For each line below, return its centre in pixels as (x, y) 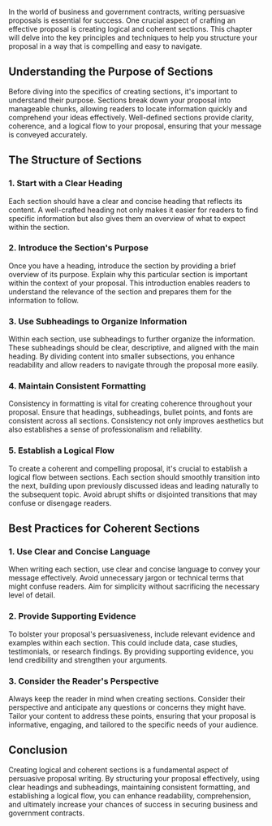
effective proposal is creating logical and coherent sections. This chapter (131, 29)
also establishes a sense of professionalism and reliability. (106, 429)
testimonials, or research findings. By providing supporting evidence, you (131, 651)
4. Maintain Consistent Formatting (77, 386)
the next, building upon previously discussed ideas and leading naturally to (134, 485)
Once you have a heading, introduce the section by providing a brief (123, 265)
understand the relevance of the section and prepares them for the (120, 291)
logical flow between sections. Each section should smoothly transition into (134, 477)
